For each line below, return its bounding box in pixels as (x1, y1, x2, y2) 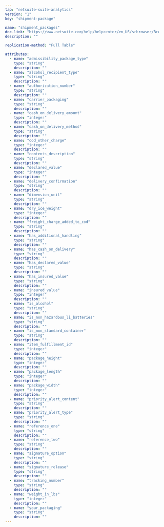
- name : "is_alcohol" (9, 301, 54, 306)
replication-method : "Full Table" (5, 43, 76, 48)
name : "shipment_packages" (5, 25, 60, 30)
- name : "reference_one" (9, 424, 60, 428)
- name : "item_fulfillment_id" (9, 342, 73, 347)
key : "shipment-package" (5, 16, 56, 21)
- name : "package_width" (9, 383, 60, 388)
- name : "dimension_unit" (9, 192, 62, 198)
